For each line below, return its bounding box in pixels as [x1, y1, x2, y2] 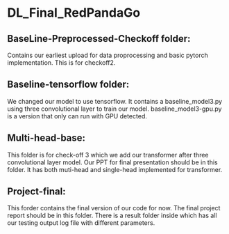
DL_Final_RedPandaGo [7, 5, 141, 21]
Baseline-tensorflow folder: [7, 79, 130, 91]
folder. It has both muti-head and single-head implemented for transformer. [7, 165, 223, 173]
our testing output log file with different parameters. [7, 219, 155, 227]
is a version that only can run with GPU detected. [7, 111, 147, 120]
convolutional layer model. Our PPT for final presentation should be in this [7, 158, 218, 166]
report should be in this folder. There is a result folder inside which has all [7, 211, 217, 220]
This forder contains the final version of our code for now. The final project [7, 204, 221, 212]
